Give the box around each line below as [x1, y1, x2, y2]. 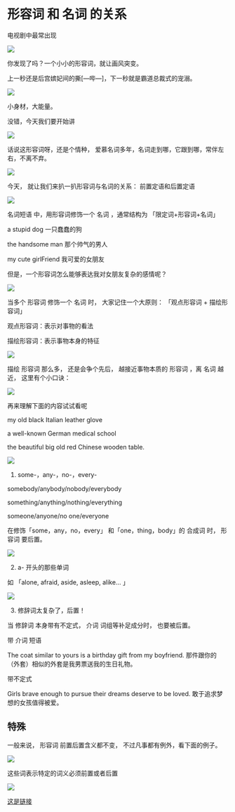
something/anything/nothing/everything [7, 498, 123, 506]
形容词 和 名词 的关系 [7, 6, 127, 22]
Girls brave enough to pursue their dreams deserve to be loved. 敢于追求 [7, 689, 217, 698]
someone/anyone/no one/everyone [7, 511, 109, 520]
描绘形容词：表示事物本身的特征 [7, 336, 100, 345]
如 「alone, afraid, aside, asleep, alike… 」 [7, 577, 130, 587]
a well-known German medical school [7, 429, 117, 438]
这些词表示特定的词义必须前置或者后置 [7, 768, 118, 777]
